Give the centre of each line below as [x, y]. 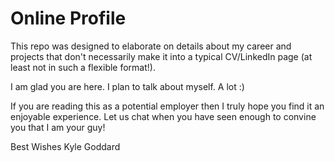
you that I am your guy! [58, 127]
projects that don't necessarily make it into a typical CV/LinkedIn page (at [161, 56]
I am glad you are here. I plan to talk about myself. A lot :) [127, 86]
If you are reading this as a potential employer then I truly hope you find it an [167, 106]
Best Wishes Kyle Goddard [65, 146]
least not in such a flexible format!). [83, 67]
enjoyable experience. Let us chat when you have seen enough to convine [163, 116]
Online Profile [68, 18]
